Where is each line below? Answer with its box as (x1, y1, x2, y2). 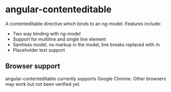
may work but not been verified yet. (5, 81, 81, 87)
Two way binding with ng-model (12, 30, 81, 36)
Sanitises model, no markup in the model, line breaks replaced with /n (12, 41, 160, 47)
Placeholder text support (12, 47, 66, 53)
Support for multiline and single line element (12, 36, 106, 42)
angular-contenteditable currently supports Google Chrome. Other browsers (5, 76, 166, 82)
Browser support (5, 62, 60, 70)
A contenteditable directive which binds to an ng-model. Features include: (5, 21, 161, 27)
